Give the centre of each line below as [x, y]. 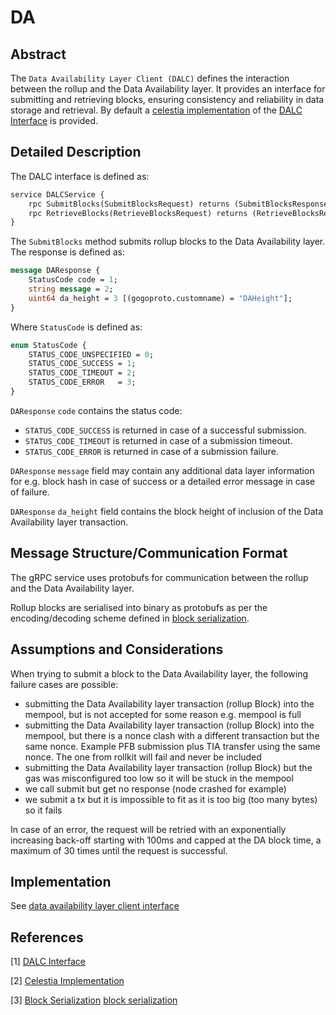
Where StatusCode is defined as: [76, 327]
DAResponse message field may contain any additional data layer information [162, 470]
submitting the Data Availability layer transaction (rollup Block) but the [168, 767]
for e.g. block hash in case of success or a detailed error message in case [163, 481]
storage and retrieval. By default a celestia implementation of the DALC [156, 110]
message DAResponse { [55, 271]
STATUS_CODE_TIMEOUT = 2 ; [82, 373]
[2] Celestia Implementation [67, 981]
